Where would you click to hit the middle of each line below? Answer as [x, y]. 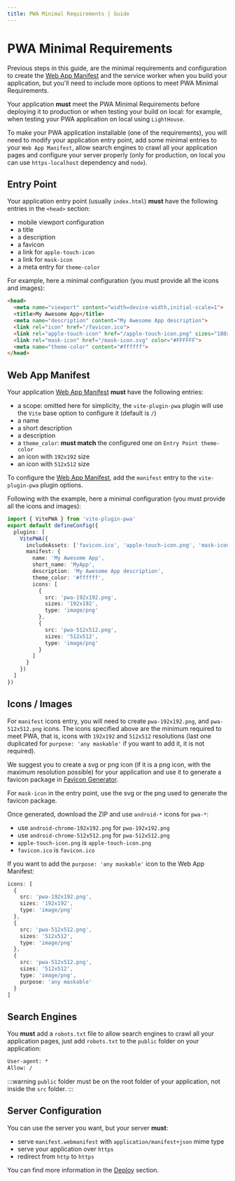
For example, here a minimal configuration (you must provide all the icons [113, 281]
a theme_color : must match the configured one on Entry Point [107, 443]
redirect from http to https [56, 1156]
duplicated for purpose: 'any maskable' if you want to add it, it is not [106, 743]
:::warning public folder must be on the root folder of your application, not [114, 1081]
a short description [44, 428]
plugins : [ [29, 532]
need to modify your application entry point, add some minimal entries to [112, 140]
